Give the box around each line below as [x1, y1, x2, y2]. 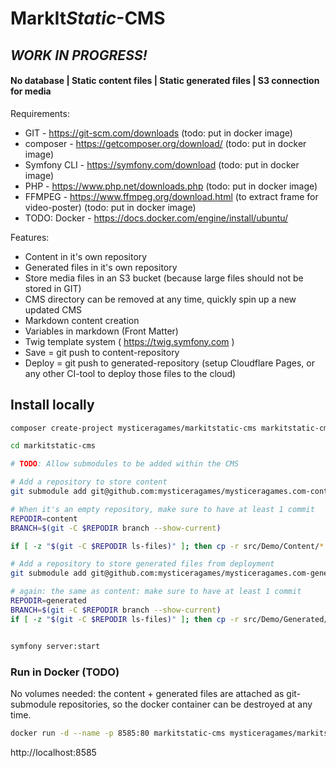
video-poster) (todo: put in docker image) [24, 201, 197, 213]
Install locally [10, 397, 95, 414]
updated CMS [24, 303, 83, 316]
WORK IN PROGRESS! [10, 47, 148, 64]
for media [10, 85, 52, 97]
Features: [10, 231, 50, 243]
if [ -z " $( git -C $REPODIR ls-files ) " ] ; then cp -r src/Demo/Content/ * [10, 541, 325, 551]
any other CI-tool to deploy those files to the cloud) [24, 367, 237, 379]
